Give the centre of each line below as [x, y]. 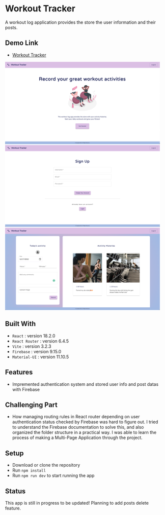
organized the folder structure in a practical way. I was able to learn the [84, 433]
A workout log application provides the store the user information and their [81, 22]
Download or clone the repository [46, 465]
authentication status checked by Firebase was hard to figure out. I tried [85, 422]
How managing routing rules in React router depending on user [76, 417]
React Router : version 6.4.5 [40, 341]
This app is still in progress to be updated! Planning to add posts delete [77, 503]
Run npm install [29, 470]
